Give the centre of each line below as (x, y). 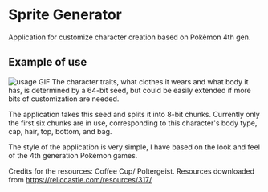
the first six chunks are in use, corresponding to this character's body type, (133, 123)
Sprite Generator (65, 15)
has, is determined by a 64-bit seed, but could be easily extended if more (130, 90)
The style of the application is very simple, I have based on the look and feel (134, 147)
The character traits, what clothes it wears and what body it (150, 81)
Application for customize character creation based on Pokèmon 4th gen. (130, 37)
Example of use (48, 62)
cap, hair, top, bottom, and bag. (60, 131)
